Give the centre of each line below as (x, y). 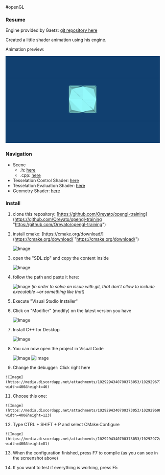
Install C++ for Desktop (36, 329)
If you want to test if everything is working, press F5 (65, 467)
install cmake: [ (28, 234)
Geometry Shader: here (36, 191)
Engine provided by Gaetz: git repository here (51, 30)
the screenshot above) (35, 458)
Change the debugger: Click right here (51, 367)
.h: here (28, 170)
